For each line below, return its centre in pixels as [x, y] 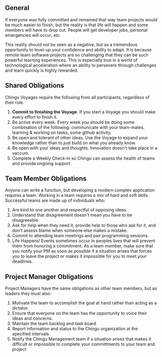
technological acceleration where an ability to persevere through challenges [81, 65]
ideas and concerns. [32, 318]
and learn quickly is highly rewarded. [42, 70]
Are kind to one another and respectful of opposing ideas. [70, 210]
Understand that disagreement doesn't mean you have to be [72, 215]
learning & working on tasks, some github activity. [62, 132]
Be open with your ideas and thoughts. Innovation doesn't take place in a [85, 148]
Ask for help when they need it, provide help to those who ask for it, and [84, 226]
